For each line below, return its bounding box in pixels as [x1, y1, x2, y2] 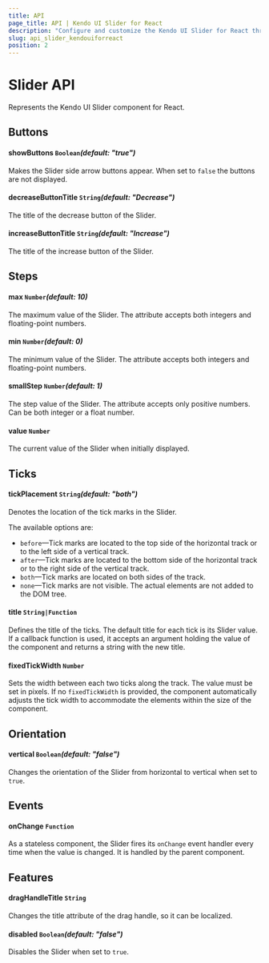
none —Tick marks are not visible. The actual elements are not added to [19, 580, 254, 590]
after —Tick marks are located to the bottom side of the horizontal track [19, 555, 258, 564]
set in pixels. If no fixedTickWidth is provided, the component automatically [8, 687, 258, 696]
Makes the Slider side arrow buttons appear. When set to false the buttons [8, 166, 255, 175]
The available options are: [8, 522, 94, 532]
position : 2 [8, 42, 48, 50]
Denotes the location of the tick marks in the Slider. [8, 507, 178, 516]
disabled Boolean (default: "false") [8, 929, 123, 939]
